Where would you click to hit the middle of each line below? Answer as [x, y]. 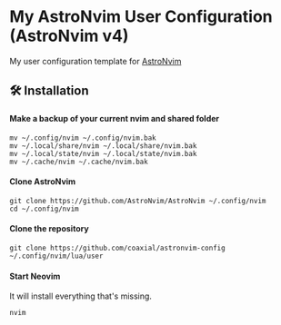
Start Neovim [35, 276]
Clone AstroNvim [43, 182]
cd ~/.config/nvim [44, 209]
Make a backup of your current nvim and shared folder [115, 118]
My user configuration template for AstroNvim [95, 61]
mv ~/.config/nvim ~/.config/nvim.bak [83, 138]
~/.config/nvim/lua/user [56, 256]
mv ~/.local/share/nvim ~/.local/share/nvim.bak [103, 146]
